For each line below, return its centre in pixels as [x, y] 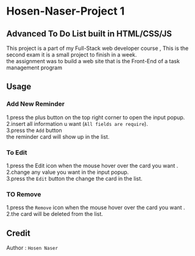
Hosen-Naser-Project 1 [66, 11]
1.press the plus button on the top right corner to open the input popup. [96, 117]
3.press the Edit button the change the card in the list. [74, 178]
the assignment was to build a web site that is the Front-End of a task [93, 61]
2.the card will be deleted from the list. [55, 214]
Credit [18, 233]
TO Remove [24, 194]
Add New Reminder [36, 104]
